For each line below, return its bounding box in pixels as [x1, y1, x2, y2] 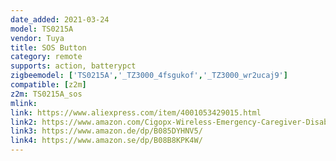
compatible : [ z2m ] [10, 80, 87, 90]
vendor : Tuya [10, 33, 65, 43]
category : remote [10, 52, 83, 62]
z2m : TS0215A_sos [10, 89, 83, 99]
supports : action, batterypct [10, 61, 137, 71]
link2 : [10, 117, 38, 127]
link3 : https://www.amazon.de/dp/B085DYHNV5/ [10, 126, 203, 136]
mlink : [10, 98, 38, 108]
